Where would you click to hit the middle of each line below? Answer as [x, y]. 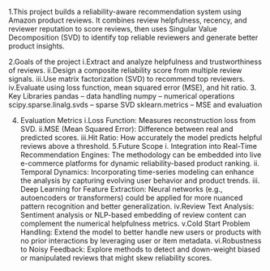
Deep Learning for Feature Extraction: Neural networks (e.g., [121, 189]
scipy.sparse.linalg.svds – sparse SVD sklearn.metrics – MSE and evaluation [135, 105]
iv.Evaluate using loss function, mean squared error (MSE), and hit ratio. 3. [133, 87]
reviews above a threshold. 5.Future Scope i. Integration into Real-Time [139, 146]
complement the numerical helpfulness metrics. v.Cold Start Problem [135, 223]
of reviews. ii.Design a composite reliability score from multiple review [125, 70]
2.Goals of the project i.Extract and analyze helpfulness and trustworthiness [135, 61]
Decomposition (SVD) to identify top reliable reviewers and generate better [133, 37]
